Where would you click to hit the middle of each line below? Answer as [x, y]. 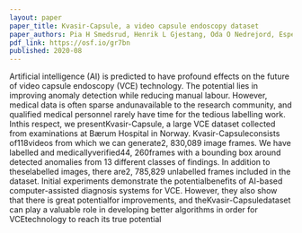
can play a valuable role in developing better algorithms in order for [133, 210]
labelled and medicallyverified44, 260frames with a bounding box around [145, 152]
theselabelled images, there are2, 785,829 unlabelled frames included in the [150, 172]
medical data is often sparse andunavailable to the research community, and [151, 105]
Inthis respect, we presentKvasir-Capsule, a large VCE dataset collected [142, 124]
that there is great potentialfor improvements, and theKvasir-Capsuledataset [150, 200]
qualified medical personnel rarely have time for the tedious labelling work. [147, 115]
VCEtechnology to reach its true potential [85, 220]
